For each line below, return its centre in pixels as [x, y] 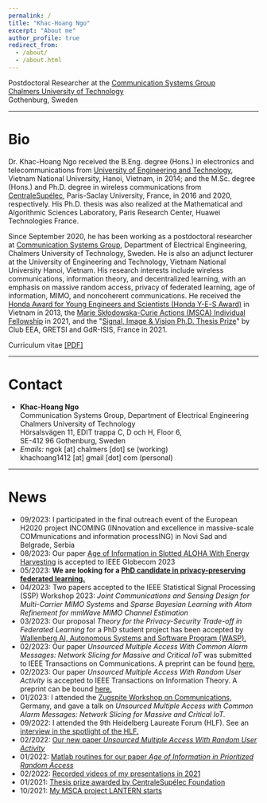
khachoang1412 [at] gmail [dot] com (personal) [96, 457]
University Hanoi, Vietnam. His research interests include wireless [116, 270]
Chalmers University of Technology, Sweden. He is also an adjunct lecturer [131, 253]
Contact [35, 384]
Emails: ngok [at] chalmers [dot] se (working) [94, 449]
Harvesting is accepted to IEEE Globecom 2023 [97, 561]
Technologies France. [44, 221]
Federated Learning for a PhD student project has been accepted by [132, 629]
